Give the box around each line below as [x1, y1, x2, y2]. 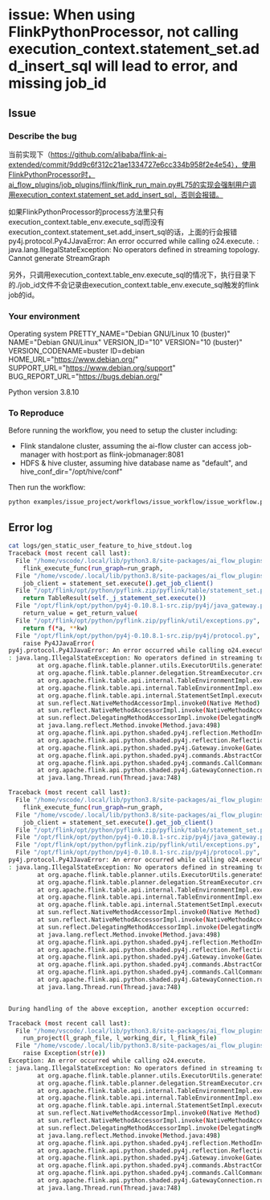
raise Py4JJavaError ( [22, 639, 95, 648]
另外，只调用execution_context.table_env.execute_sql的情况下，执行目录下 [8, 270, 256, 279]
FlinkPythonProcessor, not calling [8, 23, 239, 41]
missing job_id [8, 74, 107, 93]
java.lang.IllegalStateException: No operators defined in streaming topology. [8, 244, 260, 254]
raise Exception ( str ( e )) [22, 1049, 106, 1057]
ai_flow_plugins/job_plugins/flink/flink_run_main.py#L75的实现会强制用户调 [8, 180, 257, 189]
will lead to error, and [95, 57, 239, 76]
